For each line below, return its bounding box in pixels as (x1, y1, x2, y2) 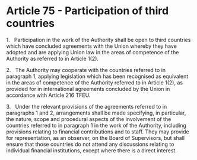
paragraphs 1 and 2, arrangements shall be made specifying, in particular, (6, 109, 186, 116)
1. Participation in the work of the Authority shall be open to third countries (6, 36, 191, 43)
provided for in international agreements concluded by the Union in (6, 85, 170, 92)
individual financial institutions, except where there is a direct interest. (6, 146, 177, 154)
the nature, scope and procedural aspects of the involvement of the (6, 115, 171, 122)
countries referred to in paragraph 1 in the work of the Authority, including (6, 122, 187, 129)
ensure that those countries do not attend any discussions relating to (6, 141, 174, 148)
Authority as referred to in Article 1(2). (6, 55, 99, 62)
